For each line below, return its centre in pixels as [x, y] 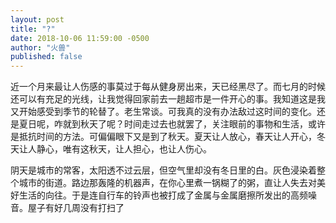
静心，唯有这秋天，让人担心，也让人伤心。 [124, 149]
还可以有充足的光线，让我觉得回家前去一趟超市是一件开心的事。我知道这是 [163, 99]
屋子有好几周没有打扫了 [76, 208]
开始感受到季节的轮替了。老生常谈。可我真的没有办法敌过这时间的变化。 [167, 112]
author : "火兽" [40, 47]
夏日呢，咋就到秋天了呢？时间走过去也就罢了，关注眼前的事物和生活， [163, 124]
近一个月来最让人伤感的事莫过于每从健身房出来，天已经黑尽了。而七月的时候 [168, 87]
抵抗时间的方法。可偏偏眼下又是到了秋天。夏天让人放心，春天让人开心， [167, 137]
